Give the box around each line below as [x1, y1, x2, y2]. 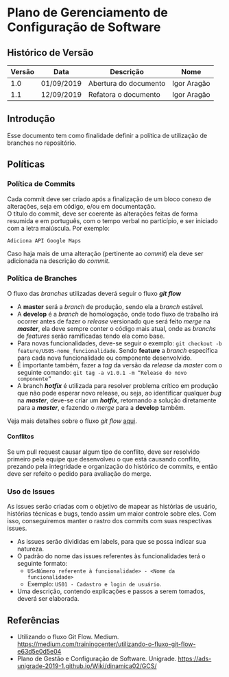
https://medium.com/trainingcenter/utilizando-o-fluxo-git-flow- [16, 640, 196, 648]
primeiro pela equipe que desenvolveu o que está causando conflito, [7, 455, 201, 463]
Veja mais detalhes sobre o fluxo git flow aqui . [7, 417, 137, 425]
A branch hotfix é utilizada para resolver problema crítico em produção [16, 381, 219, 389]
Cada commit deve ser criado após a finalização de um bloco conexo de [7, 194, 211, 203]
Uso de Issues [7, 486, 55, 496]
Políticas [7, 159, 45, 170]
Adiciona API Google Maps [7, 237, 81, 244]
